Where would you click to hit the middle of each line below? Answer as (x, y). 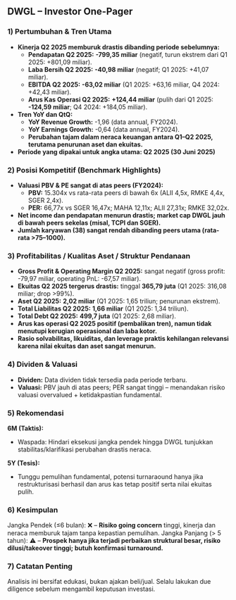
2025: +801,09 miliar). (60, 62)
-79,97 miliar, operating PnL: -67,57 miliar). (79, 279)
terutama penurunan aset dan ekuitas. (85, 144)
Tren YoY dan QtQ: (45, 114)
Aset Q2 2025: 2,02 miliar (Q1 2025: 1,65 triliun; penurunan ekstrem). (119, 301)
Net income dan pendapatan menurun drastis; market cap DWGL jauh (121, 215)
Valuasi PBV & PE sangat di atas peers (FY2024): (90, 185)
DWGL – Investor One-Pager (70, 12)
